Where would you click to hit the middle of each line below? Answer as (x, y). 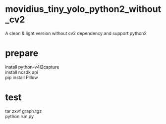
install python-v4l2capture (32, 67)
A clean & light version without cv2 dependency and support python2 (76, 33)
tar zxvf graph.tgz (24, 111)
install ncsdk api (22, 72)
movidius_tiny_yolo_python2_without (83, 9)
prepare (22, 53)
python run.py (19, 116)
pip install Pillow (22, 77)
